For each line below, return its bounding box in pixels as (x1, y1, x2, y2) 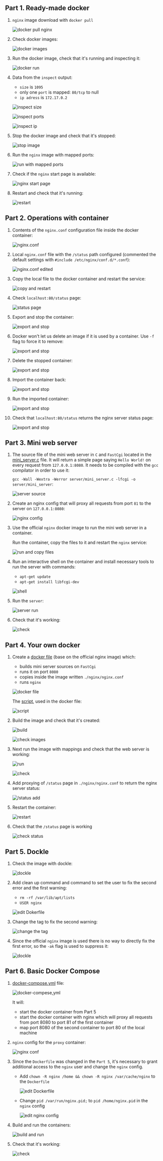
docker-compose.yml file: (12, 980, 65, 986)
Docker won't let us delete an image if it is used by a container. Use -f (12, 333, 155, 339)
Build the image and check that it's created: (12, 717, 101, 723)
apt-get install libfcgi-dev (19, 580, 80, 585)
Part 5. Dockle (5, 847, 49, 856)
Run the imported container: (12, 396, 69, 402)
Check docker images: (12, 36, 58, 42)
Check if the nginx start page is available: (12, 171, 96, 177)
